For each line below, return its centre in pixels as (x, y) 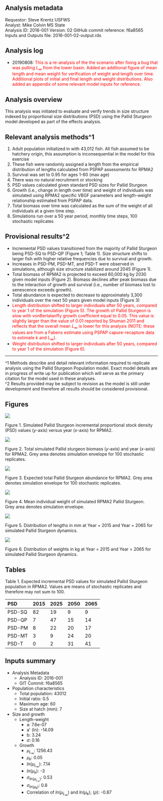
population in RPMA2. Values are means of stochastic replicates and (73, 586)
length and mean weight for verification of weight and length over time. (83, 74)
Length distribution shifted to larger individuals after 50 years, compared (84, 305)
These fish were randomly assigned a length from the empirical (75, 164)
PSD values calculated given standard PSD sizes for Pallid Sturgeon (80, 185)
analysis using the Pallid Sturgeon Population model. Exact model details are (81, 368)
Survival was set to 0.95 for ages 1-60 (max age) (61, 175)
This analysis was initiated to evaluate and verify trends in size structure (77, 111)
